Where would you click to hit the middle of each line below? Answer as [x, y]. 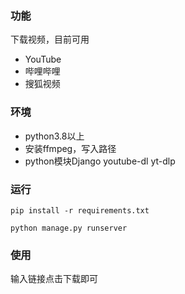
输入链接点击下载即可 [54, 279]
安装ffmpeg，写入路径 [70, 148]
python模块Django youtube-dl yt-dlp [100, 161]
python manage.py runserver [69, 228]
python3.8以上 [54, 136]
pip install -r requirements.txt [80, 210]
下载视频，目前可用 [50, 39]
